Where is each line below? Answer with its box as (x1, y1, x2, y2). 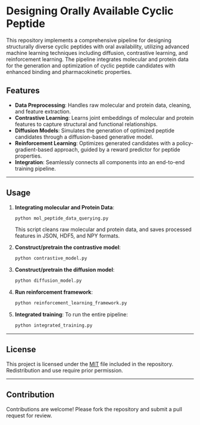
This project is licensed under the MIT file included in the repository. (6, 360, 174, 368)
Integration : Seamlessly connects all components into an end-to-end (14, 158, 185, 165)
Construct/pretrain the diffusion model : (14, 266, 115, 273)
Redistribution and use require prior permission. (6, 367, 123, 374)
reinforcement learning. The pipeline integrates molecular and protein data (6, 56, 189, 63)
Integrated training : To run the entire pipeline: (14, 311, 128, 318)
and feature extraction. (14, 107, 71, 115)
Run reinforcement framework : (14, 288, 93, 296)
